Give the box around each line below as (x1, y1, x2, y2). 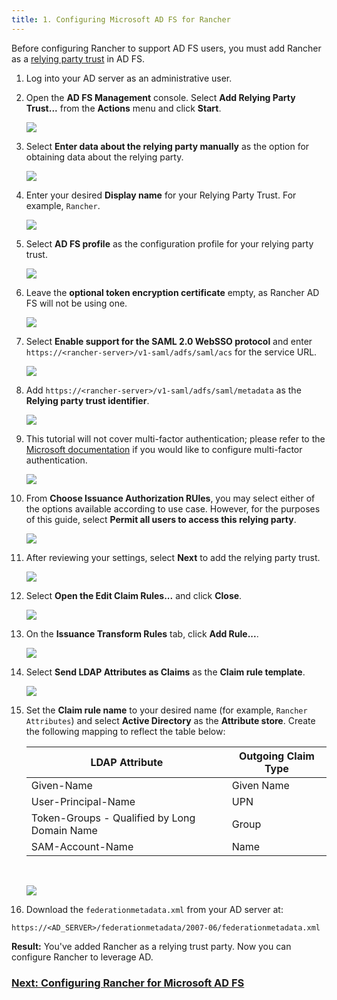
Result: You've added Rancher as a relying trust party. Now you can (11, 940, 292, 952)
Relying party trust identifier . (25, 394, 150, 406)
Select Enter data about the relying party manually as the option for (25, 140, 310, 152)
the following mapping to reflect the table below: (25, 725, 226, 737)
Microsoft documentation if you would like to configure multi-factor (25, 443, 303, 455)
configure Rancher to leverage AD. (11, 951, 154, 963)
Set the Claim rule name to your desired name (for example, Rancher (25, 704, 308, 716)
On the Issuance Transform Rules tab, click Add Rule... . (25, 627, 259, 640)
